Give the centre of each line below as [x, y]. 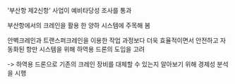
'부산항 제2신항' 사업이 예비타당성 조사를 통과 [70, 10]
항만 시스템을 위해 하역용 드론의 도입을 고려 [85, 49]
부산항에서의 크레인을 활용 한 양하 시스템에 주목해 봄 [79, 25]
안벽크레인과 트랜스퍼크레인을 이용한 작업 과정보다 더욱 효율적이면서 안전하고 [113, 40]
